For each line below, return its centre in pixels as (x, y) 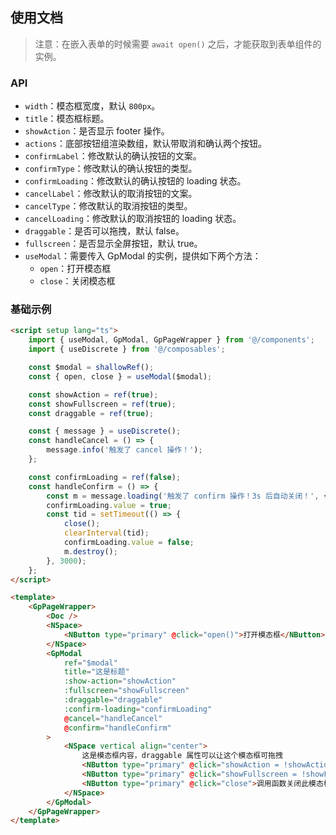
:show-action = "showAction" (120, 681)
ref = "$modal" (90, 663)
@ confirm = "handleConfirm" (117, 728)
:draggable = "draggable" (113, 700)
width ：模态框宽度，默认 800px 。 (92, 106)
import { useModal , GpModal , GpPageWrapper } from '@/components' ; (171, 340)
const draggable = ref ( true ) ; (91, 413)
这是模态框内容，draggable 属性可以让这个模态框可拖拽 (182, 756)
